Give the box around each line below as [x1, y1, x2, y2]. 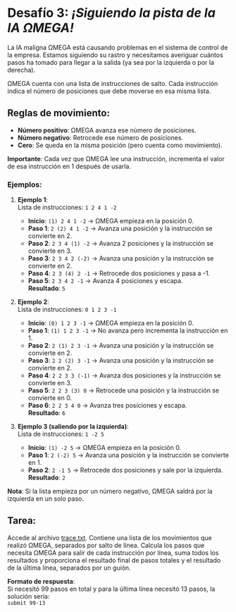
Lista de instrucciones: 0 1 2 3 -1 [17, 305, 117, 314]
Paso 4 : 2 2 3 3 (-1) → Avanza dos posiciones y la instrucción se [27, 371, 221, 380]
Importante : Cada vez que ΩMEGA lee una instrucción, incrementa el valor [7, 154, 225, 163]
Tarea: [7, 515, 37, 527]
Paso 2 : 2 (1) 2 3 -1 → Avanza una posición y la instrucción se [27, 342, 214, 350]
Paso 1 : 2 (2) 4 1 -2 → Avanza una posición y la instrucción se [27, 224, 213, 233]
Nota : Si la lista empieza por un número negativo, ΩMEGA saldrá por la [7, 487, 213, 496]
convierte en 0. [27, 394, 73, 402]
